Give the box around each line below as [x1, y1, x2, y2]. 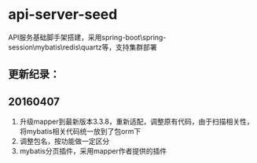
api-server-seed [8, 6, 118, 24]
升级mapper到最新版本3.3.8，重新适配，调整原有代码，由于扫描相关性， [19, 117, 254, 127]
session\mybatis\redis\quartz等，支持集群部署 [8, 42, 157, 52]
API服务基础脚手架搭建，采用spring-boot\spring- [8, 32, 167, 42]
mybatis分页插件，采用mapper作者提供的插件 [19, 146, 167, 156]
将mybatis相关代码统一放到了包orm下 [19, 127, 141, 136]
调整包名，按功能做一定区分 [19, 136, 110, 146]
